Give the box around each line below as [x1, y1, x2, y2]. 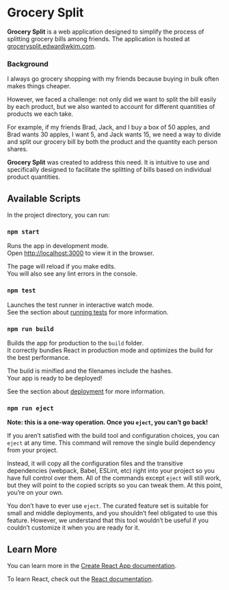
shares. [7, 145, 29, 153]
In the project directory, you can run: [7, 211, 110, 219]
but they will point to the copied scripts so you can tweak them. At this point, [7, 481, 223, 489]
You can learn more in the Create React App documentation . [7, 562, 177, 570]
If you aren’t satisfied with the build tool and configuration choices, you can [7, 432, 220, 440]
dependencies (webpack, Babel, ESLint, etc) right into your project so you [7, 467, 215, 475]
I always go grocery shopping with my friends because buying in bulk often [7, 75, 219, 83]
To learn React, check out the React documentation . [7, 575, 154, 583]
